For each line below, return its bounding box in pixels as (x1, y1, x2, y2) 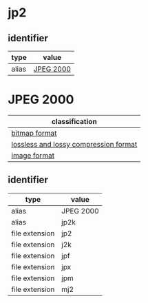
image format (11, 150, 54, 160)
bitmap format (11, 128, 57, 138)
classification (51, 116, 97, 126)
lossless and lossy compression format (11, 139, 138, 149)
